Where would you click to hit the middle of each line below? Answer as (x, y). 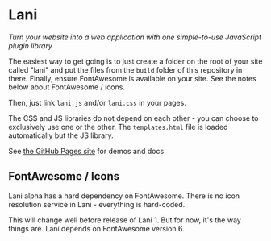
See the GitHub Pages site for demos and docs (86, 151)
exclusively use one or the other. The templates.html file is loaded (118, 127)
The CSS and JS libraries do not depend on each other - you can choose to (133, 118)
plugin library (30, 45)
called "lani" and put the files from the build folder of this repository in (125, 69)
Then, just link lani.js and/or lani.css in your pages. (98, 102)
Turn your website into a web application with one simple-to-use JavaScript (135, 37)
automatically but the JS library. (61, 135)
